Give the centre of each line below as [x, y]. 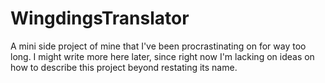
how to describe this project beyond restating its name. [124, 67]
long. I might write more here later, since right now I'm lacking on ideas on [162, 56]
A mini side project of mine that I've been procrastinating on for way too [158, 46]
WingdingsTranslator [100, 18]
